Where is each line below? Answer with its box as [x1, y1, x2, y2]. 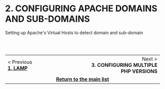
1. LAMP [7, 64, 28, 71]
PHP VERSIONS [120, 67, 158, 74]
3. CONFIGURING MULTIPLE [91, 61, 158, 68]
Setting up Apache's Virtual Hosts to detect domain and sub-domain [5, 30, 143, 35]
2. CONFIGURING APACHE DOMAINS [5, 3, 158, 14]
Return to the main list [55, 76, 110, 83]
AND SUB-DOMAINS [5, 13, 90, 25]
